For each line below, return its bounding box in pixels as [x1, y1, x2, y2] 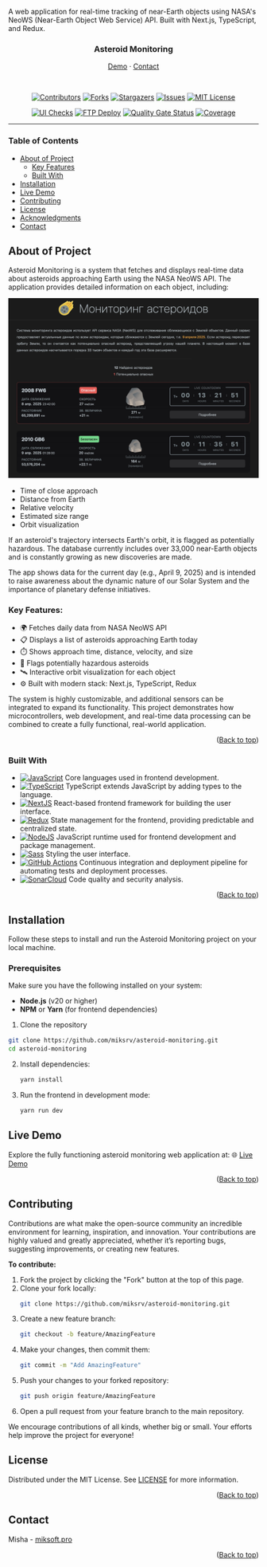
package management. [19, 841, 95, 850]
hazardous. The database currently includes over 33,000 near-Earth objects [8, 544, 257, 553]
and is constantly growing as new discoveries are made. [8, 552, 192, 561]
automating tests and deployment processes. [19, 866, 168, 876]
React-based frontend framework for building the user [53, 799, 232, 808]
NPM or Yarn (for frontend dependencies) [19, 1004, 158, 1015]
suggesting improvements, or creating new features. [8, 1243, 180, 1254]
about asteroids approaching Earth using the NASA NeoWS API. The [8, 274, 232, 284]
